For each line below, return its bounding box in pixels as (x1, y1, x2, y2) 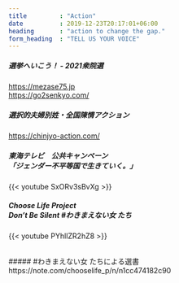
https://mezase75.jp (8, 82, 76, 92)
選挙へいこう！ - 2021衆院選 (8, 60, 104, 70)
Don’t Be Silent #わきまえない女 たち (8, 210, 132, 220)
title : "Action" (8, 11, 96, 20)
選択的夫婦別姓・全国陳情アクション (8, 110, 130, 120)
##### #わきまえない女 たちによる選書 (8, 257, 140, 267)
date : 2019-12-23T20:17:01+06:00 (8, 20, 159, 28)
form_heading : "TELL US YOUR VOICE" (8, 34, 140, 43)
